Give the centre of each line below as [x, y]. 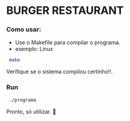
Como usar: [24, 30]
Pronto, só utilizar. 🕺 [31, 111]
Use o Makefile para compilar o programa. [68, 42]
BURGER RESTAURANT [65, 11]
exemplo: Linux [34, 49]
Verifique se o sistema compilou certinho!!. [60, 72]
